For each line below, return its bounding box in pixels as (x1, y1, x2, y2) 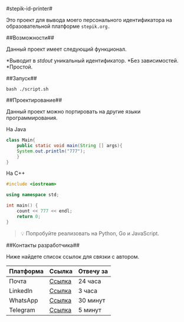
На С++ (6, 170, 25, 177)
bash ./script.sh (6, 86, 49, 92)
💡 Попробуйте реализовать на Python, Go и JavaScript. (20, 230, 159, 237)
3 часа (78, 287, 97, 295)
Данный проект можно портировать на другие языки (6, 108, 141, 115)
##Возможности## (6, 34, 54, 41)
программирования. (6, 115, 58, 121)
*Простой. (6, 63, 33, 70)
